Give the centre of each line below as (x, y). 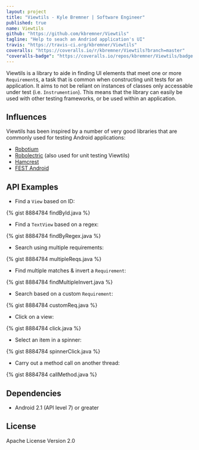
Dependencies (34, 393)
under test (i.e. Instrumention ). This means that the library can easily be (94, 92)
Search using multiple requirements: (59, 247)
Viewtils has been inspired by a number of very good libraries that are (92, 131)
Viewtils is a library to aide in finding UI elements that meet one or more (94, 73)
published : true (26, 23)
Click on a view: (34, 317)
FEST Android (32, 168)
